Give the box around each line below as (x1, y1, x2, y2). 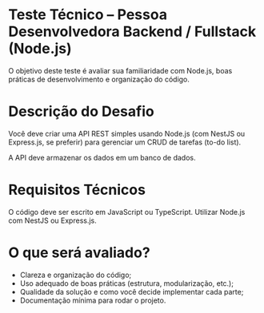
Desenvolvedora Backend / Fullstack (8, 22, 257, 41)
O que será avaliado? (8, 244, 150, 261)
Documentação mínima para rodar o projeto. (19, 295, 166, 305)
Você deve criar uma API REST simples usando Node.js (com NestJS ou (8, 129, 246, 138)
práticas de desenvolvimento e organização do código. (8, 74, 190, 84)
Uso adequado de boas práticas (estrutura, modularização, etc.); (19, 278, 234, 288)
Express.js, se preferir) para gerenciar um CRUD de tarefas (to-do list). (8, 137, 242, 147)
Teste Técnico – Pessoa (8, 6, 168, 24)
